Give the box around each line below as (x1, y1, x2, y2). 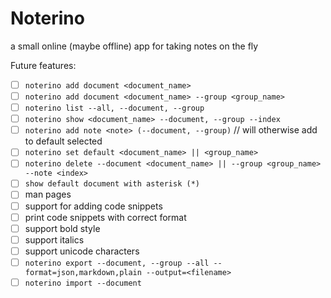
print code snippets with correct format (24, 211, 187, 223)
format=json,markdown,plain (24, 267, 142, 277)
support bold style (24, 222, 101, 234)
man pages (24, 188, 72, 201)
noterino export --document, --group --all (24, 258, 210, 268)
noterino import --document (24, 278, 142, 288)
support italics (24, 233, 85, 246)
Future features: (10, 59, 77, 71)
